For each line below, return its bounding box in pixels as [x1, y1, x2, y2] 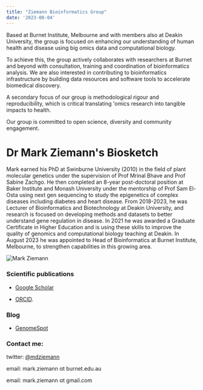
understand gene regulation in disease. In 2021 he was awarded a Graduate [6, 217, 195, 224]
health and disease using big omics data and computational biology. [6, 44, 176, 52]
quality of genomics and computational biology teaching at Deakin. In [6, 230, 180, 237]
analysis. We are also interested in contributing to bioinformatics [6, 69, 167, 76]
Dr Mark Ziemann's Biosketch [6, 146, 159, 160]
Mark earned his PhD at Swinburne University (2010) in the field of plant [6, 166, 186, 173]
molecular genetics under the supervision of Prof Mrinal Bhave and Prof [6, 172, 186, 180]
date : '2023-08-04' [6, 15, 56, 21]
